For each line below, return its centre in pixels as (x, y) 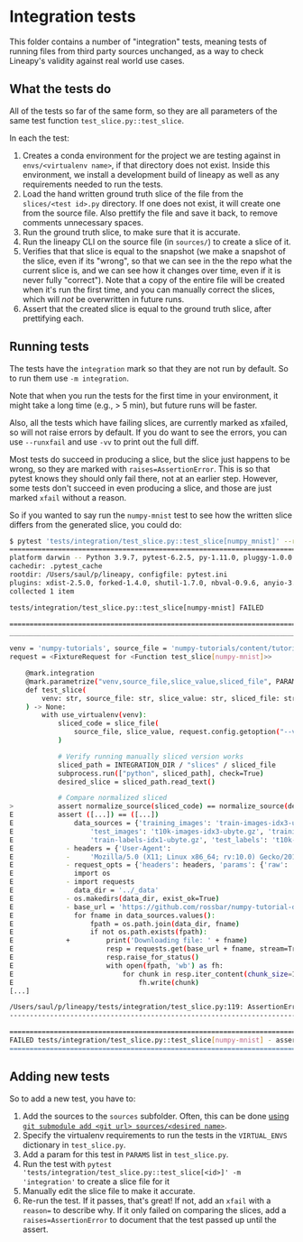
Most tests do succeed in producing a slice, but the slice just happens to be (150, 459)
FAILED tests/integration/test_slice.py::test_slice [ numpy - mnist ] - (141, 1040)
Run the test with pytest (67, 1164)
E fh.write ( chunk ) (105, 982)
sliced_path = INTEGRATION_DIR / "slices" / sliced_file (167, 765)
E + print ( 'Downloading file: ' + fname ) (129, 941)
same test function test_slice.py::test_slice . (97, 120)
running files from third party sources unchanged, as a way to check (137, 51)
